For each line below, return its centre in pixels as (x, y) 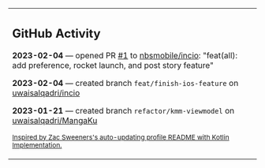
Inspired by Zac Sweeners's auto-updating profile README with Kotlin (121, 137)
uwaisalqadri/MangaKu (55, 120)
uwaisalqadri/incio (46, 92)
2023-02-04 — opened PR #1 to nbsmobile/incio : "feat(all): (125, 55)
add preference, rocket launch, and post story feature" (113, 65)
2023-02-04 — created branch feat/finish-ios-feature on (125, 83)
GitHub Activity (56, 33)
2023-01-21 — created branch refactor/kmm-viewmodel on (123, 110)
